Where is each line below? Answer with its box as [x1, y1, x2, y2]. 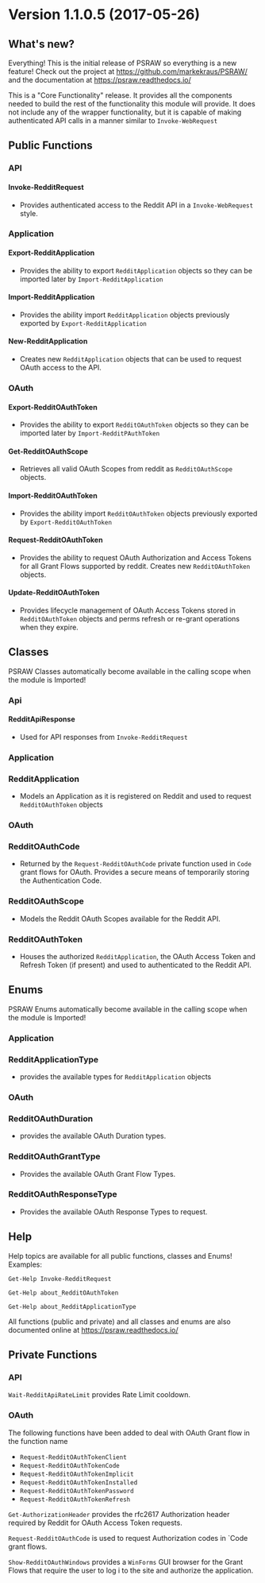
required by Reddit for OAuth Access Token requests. [8, 1518, 182, 1527]
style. [19, 208, 38, 218]
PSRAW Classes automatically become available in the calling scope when [8, 666, 252, 676]
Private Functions [8, 1349, 98, 1361]
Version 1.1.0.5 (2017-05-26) [8, 6, 201, 24]
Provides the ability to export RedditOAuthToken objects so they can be [19, 420, 249, 430]
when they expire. [19, 622, 79, 632]
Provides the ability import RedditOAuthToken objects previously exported [19, 509, 258, 518]
